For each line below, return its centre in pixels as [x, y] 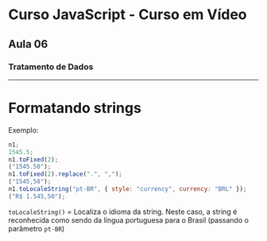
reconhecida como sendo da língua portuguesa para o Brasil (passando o [128, 220]
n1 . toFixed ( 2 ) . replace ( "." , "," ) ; [66, 174]
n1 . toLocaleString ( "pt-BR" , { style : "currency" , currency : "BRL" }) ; [128, 189]
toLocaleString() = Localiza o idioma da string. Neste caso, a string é [123, 212]
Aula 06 [28, 44]
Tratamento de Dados [51, 67]
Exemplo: [23, 130]
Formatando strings [75, 108]
